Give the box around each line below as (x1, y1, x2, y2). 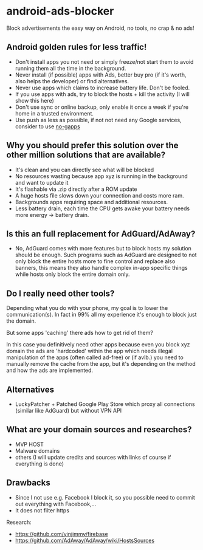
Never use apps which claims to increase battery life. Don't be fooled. (15, 84, 190, 91)
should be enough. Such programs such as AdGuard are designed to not (15, 251, 197, 259)
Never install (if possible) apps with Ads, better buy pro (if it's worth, (15, 71, 187, 78)
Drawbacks (6, 478, 50, 488)
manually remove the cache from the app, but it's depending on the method (6, 360, 196, 368)
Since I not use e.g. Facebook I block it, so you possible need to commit (15, 493, 196, 501)
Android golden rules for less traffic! (6, 42, 147, 52)
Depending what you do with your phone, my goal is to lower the (6, 304, 168, 312)
